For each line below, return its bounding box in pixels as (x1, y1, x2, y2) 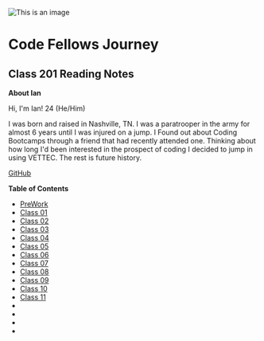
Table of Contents (8, 184, 69, 193)
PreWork (19, 199, 49, 209)
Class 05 (19, 241, 49, 251)
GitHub (8, 168, 32, 178)
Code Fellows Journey (8, 36, 159, 53)
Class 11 (19, 292, 46, 302)
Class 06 (19, 250, 49, 259)
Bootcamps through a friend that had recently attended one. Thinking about (8, 136, 256, 145)
